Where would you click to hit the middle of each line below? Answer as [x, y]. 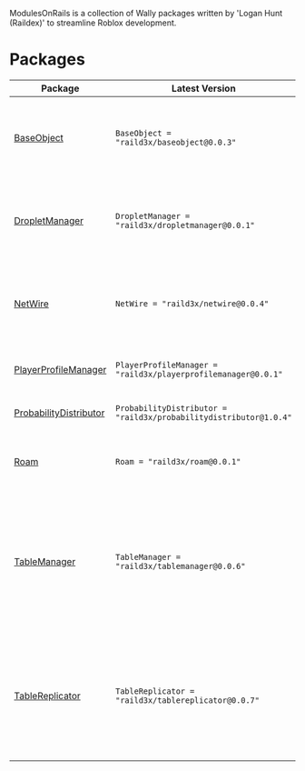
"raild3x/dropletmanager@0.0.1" [185, 225]
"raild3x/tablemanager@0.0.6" [180, 566]
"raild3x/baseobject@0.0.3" [176, 142]
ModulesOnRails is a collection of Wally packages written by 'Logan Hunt [146, 13]
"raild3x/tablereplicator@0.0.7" [187, 700]
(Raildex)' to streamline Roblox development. [93, 23]
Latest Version [203, 88]
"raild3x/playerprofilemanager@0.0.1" [199, 374]
